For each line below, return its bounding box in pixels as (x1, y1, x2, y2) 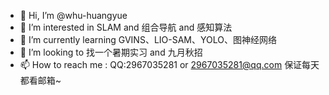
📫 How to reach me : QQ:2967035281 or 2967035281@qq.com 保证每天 (19, 59, 320, 70)
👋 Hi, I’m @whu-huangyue (19, 10, 128, 21)
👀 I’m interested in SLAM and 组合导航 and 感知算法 (19, 21, 233, 33)
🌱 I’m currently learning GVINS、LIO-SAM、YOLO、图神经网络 (19, 34, 277, 45)
